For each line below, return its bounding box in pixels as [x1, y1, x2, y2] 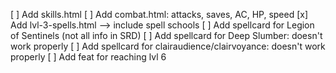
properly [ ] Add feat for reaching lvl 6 [10, 51, 167, 63]
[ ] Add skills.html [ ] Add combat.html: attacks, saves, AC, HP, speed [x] [10, 9, 309, 20]
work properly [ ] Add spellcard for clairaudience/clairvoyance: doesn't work [10, 40, 326, 52]
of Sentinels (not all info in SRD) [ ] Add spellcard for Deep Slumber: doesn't [10, 30, 323, 41]
